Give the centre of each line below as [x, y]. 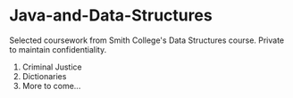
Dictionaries [44, 76]
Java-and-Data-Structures [111, 16]
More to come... [51, 86]
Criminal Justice [52, 67]
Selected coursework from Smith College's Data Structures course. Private [147, 40]
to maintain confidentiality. [58, 49]
